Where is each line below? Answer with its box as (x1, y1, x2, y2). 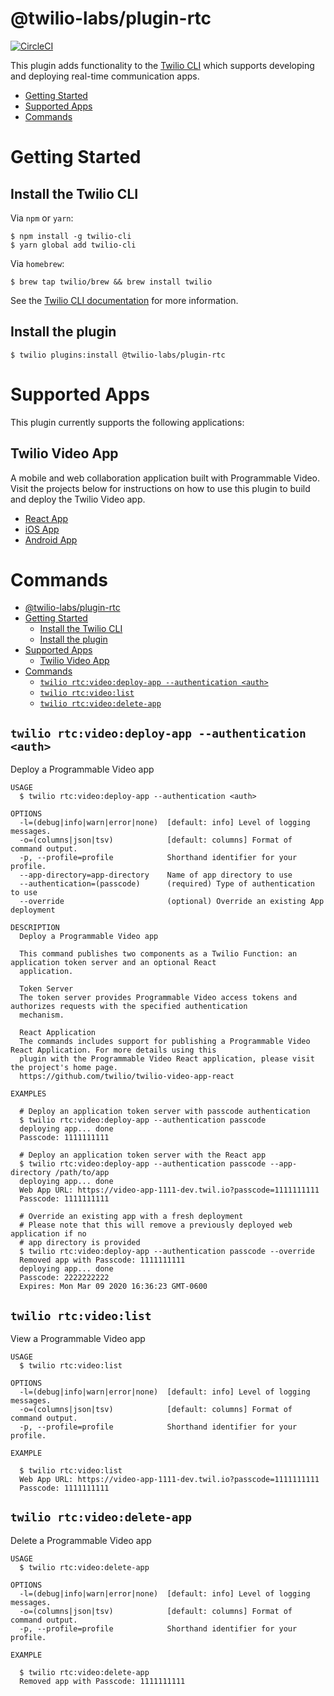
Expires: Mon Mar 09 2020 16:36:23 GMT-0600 (19, 1282, 208, 1292)
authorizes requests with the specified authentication (10, 1002, 248, 1012)
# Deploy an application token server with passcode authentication (19, 1107, 311, 1117)
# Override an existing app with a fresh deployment (19, 1212, 244, 1222)
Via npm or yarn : (10, 212, 74, 224)
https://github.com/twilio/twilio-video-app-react (19, 1072, 235, 1082)
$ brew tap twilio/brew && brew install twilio (10, 277, 213, 287)
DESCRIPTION (10, 923, 60, 933)
